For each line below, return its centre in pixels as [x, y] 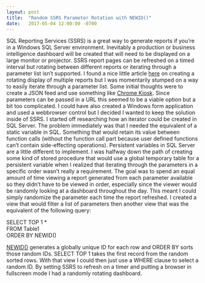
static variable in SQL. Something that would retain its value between [93, 132]
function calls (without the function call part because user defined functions [102, 139]
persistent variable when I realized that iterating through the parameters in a [102, 165]
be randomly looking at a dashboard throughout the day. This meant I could [102, 191]
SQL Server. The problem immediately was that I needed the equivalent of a [102, 126]
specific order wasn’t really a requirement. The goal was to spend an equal [101, 171]
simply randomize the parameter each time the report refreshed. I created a [102, 198]
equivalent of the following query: [49, 211]
